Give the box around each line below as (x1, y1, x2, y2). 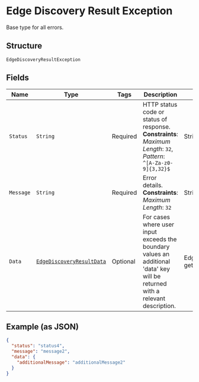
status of (142, 115, 168, 123)
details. (142, 181, 163, 189)
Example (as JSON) (6, 322, 79, 332)
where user (142, 220, 175, 229)
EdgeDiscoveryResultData (36, 258, 107, 265)
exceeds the (142, 235, 177, 243)
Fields (6, 73, 30, 83)
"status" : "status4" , (11, 343, 65, 349)
